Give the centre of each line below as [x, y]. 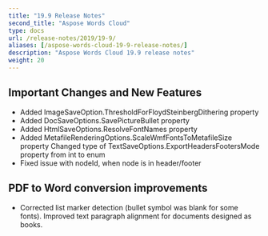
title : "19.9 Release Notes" [57, 16]
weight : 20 [26, 61]
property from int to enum [62, 154]
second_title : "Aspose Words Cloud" [69, 23]
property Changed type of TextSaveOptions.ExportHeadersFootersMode [140, 146]
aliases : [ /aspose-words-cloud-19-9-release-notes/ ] [98, 46]
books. [31, 224]
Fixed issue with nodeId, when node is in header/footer [110, 163]
